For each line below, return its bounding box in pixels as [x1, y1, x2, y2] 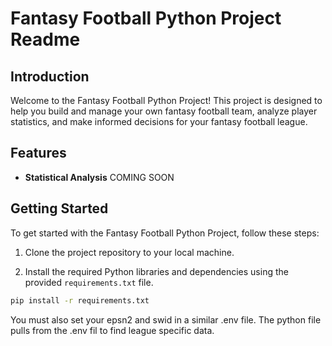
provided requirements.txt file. [24, 276, 154, 288]
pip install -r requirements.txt [10, 295, 150, 306]
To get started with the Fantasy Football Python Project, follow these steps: [10, 227, 320, 239]
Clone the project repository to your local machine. [24, 246, 235, 258]
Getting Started [10, 200, 109, 217]
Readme [10, 28, 81, 51]
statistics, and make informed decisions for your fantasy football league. [10, 116, 308, 127]
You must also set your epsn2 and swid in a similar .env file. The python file [10, 313, 322, 326]
